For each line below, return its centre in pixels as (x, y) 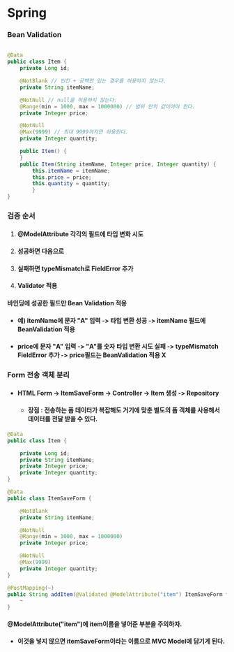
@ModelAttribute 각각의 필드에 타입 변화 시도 (80, 234)
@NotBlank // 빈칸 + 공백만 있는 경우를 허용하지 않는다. (93, 81)
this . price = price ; (62, 177)
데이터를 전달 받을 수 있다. (63, 419)
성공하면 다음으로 (41, 251)
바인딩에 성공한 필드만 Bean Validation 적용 (67, 303)
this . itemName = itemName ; (71, 171)
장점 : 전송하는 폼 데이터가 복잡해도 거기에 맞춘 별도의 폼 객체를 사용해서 (124, 410)
